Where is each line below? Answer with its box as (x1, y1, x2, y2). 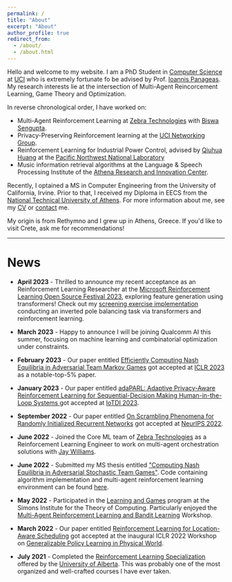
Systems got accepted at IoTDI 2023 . (33, 398, 139, 406)
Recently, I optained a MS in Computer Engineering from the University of (7, 181, 216, 189)
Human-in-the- (178, 391, 222, 400)
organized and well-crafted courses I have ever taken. (17, 567, 171, 575)
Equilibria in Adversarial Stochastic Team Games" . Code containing (17, 468, 208, 476)
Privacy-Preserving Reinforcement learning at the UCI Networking (17, 131, 205, 139)
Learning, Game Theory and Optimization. (7, 89, 126, 97)
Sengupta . (17, 124, 47, 132)
